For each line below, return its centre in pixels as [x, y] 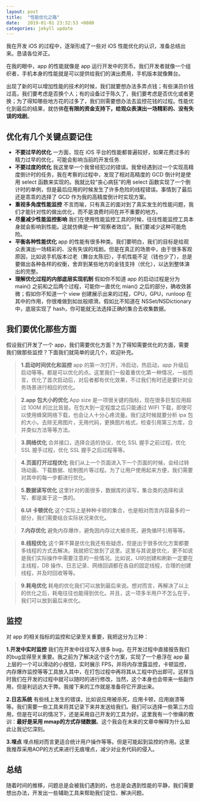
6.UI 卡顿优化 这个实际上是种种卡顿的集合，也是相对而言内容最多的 [103, 510]
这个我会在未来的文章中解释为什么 [143, 722]
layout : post [22, 12]
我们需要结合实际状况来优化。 [73, 518]
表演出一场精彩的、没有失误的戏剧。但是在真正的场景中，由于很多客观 [106, 249]
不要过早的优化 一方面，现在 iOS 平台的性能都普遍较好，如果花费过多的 [102, 152]
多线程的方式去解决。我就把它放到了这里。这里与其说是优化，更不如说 [107, 550]
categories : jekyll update [40, 28]
